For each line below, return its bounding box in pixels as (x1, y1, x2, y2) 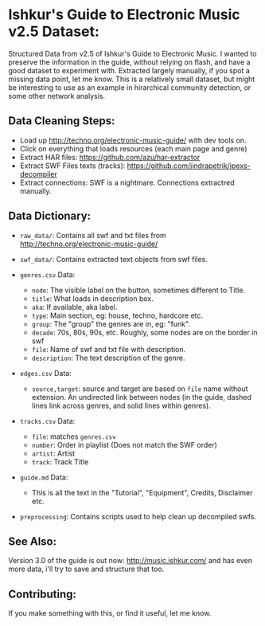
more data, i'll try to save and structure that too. (8, 564, 165, 574)
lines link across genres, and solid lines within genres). (31, 401, 211, 410)
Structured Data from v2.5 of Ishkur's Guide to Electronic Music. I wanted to (8, 49, 257, 58)
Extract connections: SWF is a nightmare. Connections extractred (19, 178, 235, 187)
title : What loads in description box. (31, 293, 154, 303)
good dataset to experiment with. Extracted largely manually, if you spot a (8, 65, 251, 75)
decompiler (19, 169, 57, 178)
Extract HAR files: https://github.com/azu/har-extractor (19, 152, 201, 162)
